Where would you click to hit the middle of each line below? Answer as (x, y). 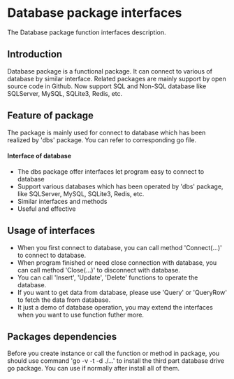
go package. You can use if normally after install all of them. (94, 368)
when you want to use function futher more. (81, 315)
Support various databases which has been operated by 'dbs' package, (120, 186)
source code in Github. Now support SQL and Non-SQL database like (107, 86)
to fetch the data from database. (64, 300)
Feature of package (51, 116)
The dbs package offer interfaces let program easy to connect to (111, 171)
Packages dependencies (62, 337)
